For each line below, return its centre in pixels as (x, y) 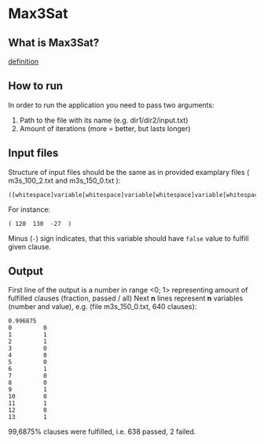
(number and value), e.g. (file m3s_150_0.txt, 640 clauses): (103, 307)
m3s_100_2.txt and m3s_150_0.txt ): (64, 180)
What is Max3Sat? (54, 43)
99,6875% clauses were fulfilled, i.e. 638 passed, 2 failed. (102, 431)
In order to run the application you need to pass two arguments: (111, 105)
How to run (36, 86)
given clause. (30, 246)
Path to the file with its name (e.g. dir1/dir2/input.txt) (104, 120)
